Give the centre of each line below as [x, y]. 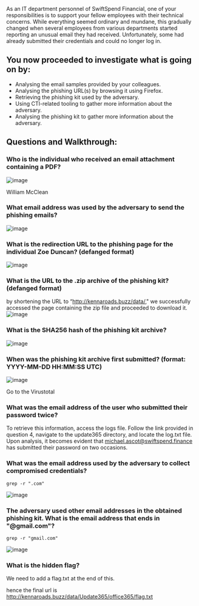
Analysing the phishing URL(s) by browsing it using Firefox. [89, 90]
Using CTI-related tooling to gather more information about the [93, 103]
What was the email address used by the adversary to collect [98, 463]
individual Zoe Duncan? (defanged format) [70, 251]
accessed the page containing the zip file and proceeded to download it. [97, 308]
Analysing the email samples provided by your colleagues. [88, 84]
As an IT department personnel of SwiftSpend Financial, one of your [91, 9]
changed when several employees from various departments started [92, 28]
